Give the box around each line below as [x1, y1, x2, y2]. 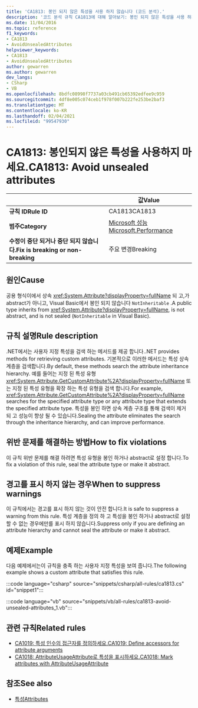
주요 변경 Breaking [108, 245, 157, 254]
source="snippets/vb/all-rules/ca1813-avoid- [62, 598, 171, 605]
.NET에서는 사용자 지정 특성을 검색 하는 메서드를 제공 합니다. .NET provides [6, 347, 180, 355]
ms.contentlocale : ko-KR [6, 108, 67, 113]
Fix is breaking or [16, 246, 66, 254]
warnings [6, 489, 42, 499]
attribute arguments [14, 646, 63, 653]
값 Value [137, 196, 160, 204]
